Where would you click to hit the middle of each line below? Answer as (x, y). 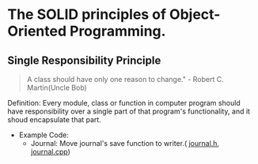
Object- (195, 15)
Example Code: (44, 135)
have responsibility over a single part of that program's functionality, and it (129, 111)
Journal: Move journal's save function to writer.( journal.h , (125, 143)
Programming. (118, 31)
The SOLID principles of (87, 15)
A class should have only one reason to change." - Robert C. (125, 79)
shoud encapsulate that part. (55, 119)
